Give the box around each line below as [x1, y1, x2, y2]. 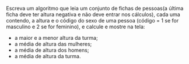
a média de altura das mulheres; [14, 40, 92, 47]
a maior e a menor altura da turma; [14, 35, 98, 41]
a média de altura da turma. [14, 53, 81, 59]
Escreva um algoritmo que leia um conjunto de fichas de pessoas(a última [6, 5, 184, 12]
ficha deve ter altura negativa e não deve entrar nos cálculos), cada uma [6, 11, 181, 18]
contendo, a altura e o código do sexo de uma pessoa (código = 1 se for [6, 17, 179, 24]
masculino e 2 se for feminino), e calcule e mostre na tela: [6, 23, 145, 30]
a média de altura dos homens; [14, 47, 89, 54]
